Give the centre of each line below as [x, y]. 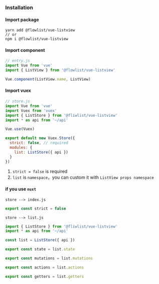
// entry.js [18, 61]
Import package [22, 20]
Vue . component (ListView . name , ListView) [48, 79]
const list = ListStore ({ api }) [40, 240]
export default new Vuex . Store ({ [40, 138]
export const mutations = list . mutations [49, 258]
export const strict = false [36, 208]
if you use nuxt [21, 189]
